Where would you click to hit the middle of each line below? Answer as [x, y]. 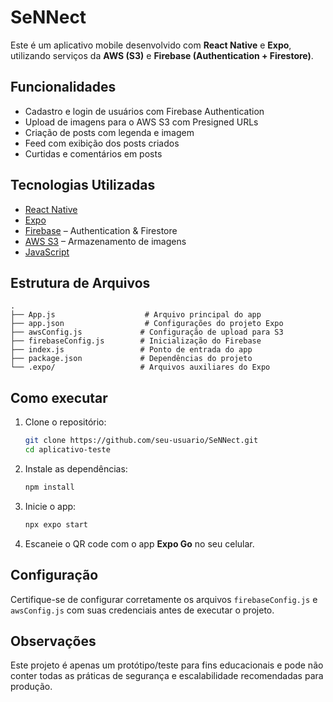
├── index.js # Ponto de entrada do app [131, 350]
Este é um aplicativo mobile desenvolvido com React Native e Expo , [151, 45]
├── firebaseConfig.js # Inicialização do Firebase [136, 341]
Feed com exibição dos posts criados [102, 143]
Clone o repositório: [65, 422]
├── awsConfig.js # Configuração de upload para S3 [147, 332]
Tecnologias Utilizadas [83, 185]
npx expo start [56, 524]
